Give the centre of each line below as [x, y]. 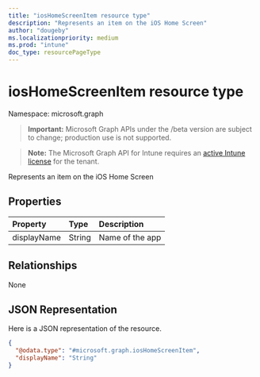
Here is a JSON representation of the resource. [85, 329]
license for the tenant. [63, 161]
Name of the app [130, 237]
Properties [35, 202]
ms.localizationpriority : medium [63, 38]
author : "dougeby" [38, 30]
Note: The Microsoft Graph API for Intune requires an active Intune [136, 152]
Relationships [43, 265]
